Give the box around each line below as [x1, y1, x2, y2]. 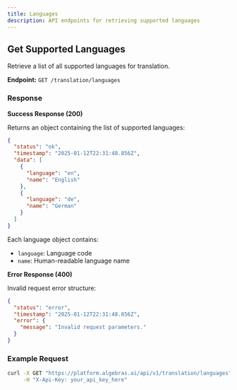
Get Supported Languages [7, 43, 126, 55]
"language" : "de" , [25, 196, 80, 203]
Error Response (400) [7, 270, 73, 278]
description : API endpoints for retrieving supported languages [7, 17, 200, 24]
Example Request [7, 353, 68, 363]
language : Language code [17, 248, 92, 257]
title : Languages [7, 10, 59, 18]
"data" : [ [13, 156, 42, 164]
